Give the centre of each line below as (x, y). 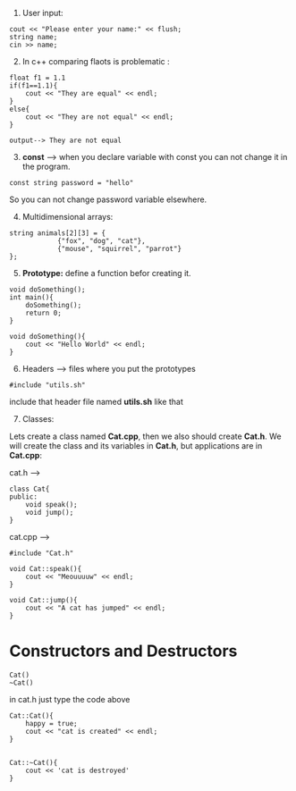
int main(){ (31, 298)
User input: (43, 13)
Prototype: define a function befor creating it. (106, 273)
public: (24, 497)
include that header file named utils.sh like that (96, 402)
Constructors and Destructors (123, 651)
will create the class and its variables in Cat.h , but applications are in (136, 446)
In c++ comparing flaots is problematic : (96, 61)
